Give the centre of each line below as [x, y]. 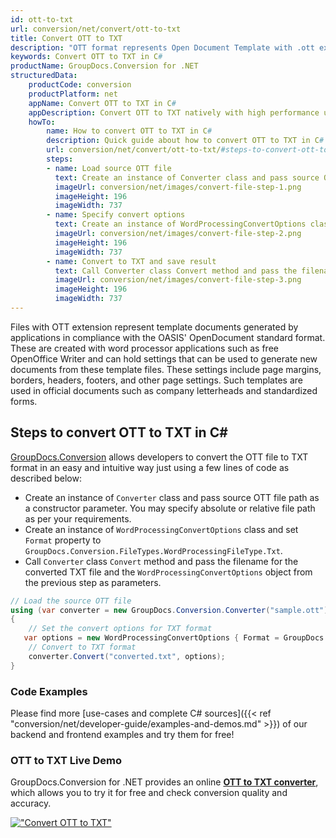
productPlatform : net [73, 94]
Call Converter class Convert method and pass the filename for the [161, 561]
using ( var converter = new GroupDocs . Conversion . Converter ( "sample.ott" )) [171, 610]
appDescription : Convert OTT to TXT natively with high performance [174, 112]
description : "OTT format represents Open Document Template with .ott [162, 47]
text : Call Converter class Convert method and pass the [176, 271]
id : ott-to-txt [42, 19]
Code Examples [49, 691]
